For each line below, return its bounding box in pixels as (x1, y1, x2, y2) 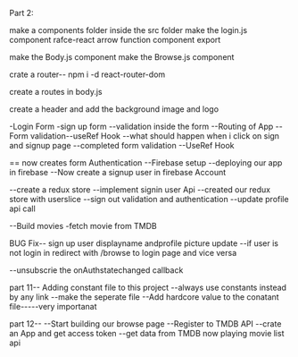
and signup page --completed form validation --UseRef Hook (9, 140, 235, 150)
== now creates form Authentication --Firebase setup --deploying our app (9, 157, 283, 168)
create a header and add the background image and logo (9, 104, 219, 115)
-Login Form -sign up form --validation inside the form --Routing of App (9, 121, 274, 132)
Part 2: (9, 8, 34, 18)
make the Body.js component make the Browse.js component (9, 52, 235, 62)
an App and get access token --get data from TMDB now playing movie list (9, 328, 285, 338)
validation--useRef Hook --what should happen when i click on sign (29, 131, 279, 141)
